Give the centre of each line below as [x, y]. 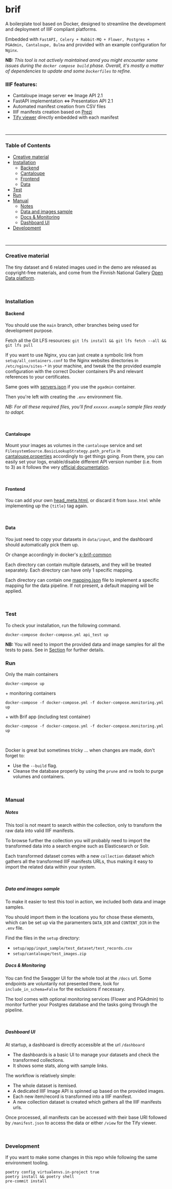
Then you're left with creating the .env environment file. [64, 397]
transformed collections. [39, 1060]
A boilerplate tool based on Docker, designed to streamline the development [85, 24]
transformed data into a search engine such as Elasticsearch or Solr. [77, 846]
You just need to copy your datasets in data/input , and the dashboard [79, 539]
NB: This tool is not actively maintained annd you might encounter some [82, 60]
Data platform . [20, 278]
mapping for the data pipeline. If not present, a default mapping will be [80, 585]
